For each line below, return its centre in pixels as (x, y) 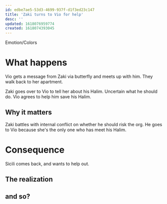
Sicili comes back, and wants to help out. (47, 164)
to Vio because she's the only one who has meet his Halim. (66, 130)
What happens (36, 63)
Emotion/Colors (21, 42)
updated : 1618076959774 (30, 24)
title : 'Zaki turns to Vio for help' (44, 14)
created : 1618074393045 (30, 28)
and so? (18, 196)
